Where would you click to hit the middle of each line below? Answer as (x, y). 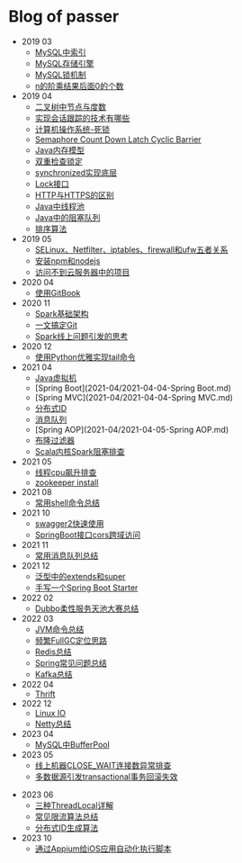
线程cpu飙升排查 (66, 472)
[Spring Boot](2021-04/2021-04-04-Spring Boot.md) (133, 388)
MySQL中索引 (60, 52)
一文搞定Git (56, 325)
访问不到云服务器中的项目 (82, 272)
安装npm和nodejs (67, 261)
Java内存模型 (59, 149)
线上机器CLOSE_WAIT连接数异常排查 (103, 765)
